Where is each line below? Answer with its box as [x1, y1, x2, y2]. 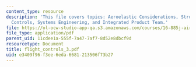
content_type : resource [6, 8, 64, 15]
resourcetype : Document [6, 41, 64, 47]
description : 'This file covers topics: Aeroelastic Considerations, [6, 14, 179, 20]
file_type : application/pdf [6, 30, 75, 36]
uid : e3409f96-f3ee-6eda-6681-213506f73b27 [6, 52, 114, 58]
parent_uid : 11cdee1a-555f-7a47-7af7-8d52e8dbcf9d [6, 36, 132, 41]
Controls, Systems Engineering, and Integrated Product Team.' [11, 19, 168, 25]
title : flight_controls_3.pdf [6, 47, 80, 52]
